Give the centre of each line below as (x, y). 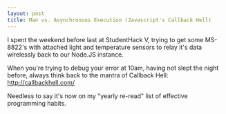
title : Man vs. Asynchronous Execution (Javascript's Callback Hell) (110, 20)
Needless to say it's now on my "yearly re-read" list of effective (97, 96)
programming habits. (37, 103)
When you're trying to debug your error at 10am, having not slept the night (113, 68)
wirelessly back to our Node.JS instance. (66, 54)
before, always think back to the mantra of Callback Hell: (88, 75)
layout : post (26, 13)
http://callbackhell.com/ (41, 82)
